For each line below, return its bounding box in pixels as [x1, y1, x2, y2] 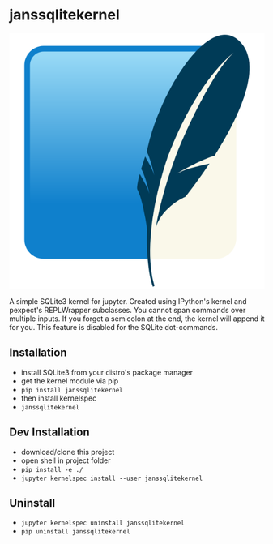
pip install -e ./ [20, 465, 83, 473]
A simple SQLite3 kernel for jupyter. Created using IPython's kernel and [9, 296, 247, 306]
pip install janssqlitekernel [20, 386, 124, 394]
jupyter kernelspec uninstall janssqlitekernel [20, 519, 185, 528]
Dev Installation [9, 426, 90, 439]
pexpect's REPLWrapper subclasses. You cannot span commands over [9, 305, 246, 315]
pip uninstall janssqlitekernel [20, 528, 130, 536]
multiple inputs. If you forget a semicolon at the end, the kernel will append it [9, 314, 265, 323]
